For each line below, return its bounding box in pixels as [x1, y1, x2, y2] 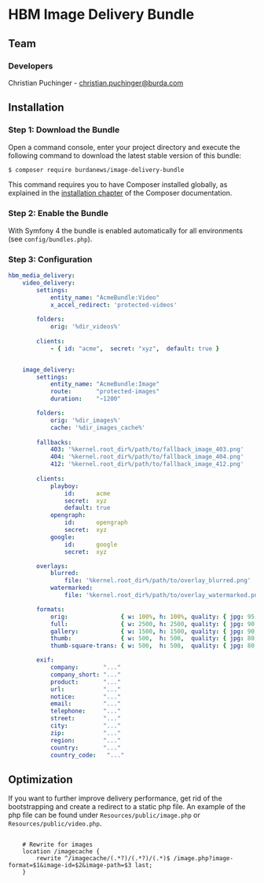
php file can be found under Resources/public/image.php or [8, 811, 200, 820]
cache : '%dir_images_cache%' [49, 423, 146, 431]
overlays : [36, 562, 68, 570]
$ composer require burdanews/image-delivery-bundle [8, 166, 185, 174]
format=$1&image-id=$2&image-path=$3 [8, 862, 132, 870]
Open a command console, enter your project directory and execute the [8, 142, 240, 152]
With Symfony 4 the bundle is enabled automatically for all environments [8, 225, 244, 235]
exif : [36, 656, 55, 665]
